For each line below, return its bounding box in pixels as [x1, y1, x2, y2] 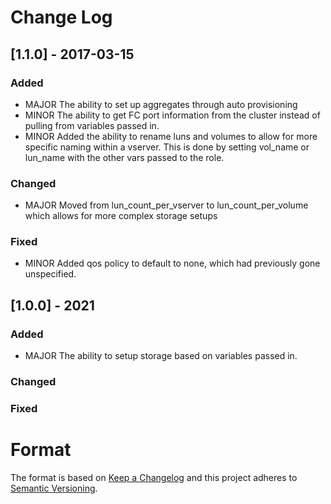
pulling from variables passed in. [24, 119, 160, 131]
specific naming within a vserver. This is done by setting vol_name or [24, 141, 310, 153]
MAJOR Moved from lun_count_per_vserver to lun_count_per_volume [24, 199, 309, 211]
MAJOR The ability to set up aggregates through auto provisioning [24, 98, 298, 110]
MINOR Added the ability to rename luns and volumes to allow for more [24, 130, 318, 142]
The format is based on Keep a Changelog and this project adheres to [10, 471, 298, 483]
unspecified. [24, 268, 77, 280]
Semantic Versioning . [10, 482, 98, 494]
